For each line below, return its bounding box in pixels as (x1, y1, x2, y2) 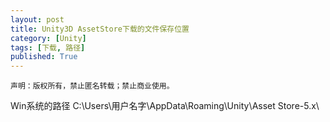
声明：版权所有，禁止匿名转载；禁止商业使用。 (10, 81, 175, 91)
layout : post (10, 14, 65, 25)
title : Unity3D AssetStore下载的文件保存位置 (10, 24, 190, 34)
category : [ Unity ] (10, 33, 87, 43)
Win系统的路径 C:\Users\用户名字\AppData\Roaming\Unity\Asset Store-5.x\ (10, 100, 320, 112)
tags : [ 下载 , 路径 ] (10, 42, 86, 53)
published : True (10, 52, 78, 62)
